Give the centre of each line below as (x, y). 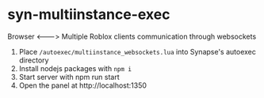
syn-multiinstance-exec (89, 15)
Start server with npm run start (69, 77)
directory (34, 60)
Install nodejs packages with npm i (75, 68)
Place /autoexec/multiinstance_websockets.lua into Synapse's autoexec (138, 51)
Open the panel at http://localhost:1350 (83, 85)
